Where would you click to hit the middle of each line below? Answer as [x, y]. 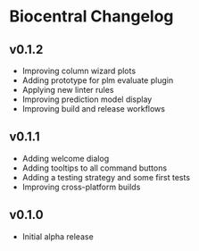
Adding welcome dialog [66, 158]
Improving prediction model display [87, 99]
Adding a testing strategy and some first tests [106, 177]
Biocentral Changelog [91, 17]
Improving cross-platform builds [81, 187]
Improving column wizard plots [79, 71]
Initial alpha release [58, 236]
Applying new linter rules [68, 90]
